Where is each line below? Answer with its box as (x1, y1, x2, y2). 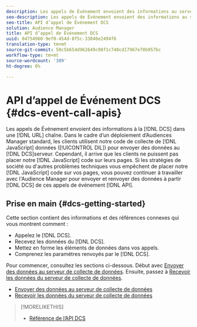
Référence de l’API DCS (29, 315, 86, 322)
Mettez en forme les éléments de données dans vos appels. (14, 244, 159, 251)
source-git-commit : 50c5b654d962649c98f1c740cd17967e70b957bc (6, 47, 161, 53)
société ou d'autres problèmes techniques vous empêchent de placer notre (6, 163, 188, 170)
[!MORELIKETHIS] (20, 304, 64, 311)
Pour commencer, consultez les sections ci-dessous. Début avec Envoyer (6, 262, 184, 269)
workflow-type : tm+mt (6, 52, 59, 58)
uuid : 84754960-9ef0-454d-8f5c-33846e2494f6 (6, 36, 117, 42)
